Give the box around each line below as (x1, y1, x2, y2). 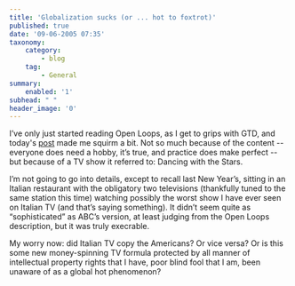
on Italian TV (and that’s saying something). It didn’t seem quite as (9, 202, 251, 213)
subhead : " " (9, 95, 58, 105)
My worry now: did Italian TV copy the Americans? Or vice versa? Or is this (9, 238, 284, 249)
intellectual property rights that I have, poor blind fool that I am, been (9, 257, 260, 267)
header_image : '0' (9, 104, 77, 113)
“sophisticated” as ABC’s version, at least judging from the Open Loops (9, 211, 270, 222)
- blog (41, 54, 66, 63)
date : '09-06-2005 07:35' (9, 29, 105, 38)
